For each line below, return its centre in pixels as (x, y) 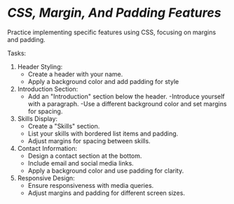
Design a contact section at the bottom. (85, 156)
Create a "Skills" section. (64, 126)
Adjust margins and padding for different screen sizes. (106, 193)
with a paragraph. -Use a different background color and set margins (127, 103)
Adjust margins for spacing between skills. (89, 140)
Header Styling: (40, 66)
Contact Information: (47, 148)
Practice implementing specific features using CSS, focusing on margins (112, 32)
